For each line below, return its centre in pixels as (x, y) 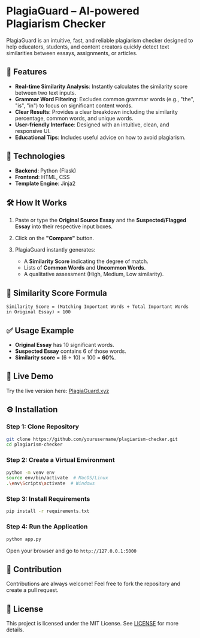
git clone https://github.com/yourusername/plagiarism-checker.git (92, 439)
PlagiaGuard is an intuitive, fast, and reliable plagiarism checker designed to (100, 40)
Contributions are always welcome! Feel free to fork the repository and (93, 584)
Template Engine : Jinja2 (45, 183)
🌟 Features (27, 72)
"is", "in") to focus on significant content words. (74, 105)
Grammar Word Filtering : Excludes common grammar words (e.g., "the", (104, 99)
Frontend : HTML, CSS (42, 177)
